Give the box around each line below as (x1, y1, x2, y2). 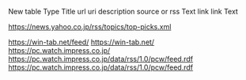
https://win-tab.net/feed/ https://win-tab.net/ (8, 37, 155, 47)
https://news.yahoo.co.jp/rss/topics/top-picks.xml (8, 22, 172, 31)
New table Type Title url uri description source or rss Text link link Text (8, 7, 239, 16)
